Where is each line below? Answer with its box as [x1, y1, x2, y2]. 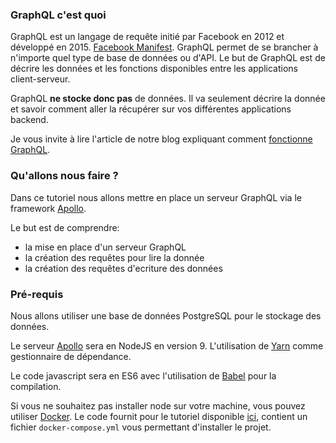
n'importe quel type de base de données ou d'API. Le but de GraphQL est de [10, 52, 326, 64]
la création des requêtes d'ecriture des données [24, 262, 223, 274]
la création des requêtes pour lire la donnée [24, 251, 205, 263]
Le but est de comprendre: [10, 221, 120, 233]
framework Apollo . [10, 202, 87, 214]
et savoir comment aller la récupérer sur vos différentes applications [10, 103, 292, 115]
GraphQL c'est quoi [10, 8, 107, 22]
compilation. [10, 380, 62, 392]
